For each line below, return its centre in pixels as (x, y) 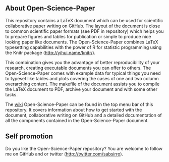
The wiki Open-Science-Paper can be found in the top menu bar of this (79, 104)
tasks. (12, 94)
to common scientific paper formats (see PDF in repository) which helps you (84, 31)
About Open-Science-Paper (50, 8)
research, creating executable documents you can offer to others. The (78, 68)
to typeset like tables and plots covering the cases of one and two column (82, 78)
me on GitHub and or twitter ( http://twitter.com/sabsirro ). (64, 154)
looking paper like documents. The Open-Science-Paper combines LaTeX (82, 42)
